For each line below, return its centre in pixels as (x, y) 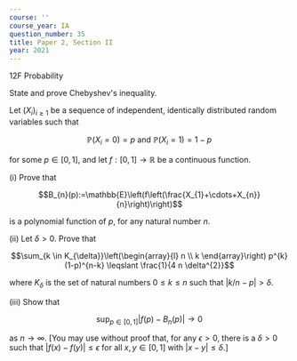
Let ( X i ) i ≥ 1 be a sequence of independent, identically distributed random (143, 111)
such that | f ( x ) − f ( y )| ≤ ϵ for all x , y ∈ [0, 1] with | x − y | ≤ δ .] (119, 348)
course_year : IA (39, 26)
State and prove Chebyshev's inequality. (83, 93)
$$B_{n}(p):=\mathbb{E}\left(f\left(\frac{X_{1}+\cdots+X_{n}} (149, 194)
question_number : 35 (48, 34)
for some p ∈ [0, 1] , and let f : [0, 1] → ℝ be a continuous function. (130, 159)
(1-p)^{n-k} (84, 265)
